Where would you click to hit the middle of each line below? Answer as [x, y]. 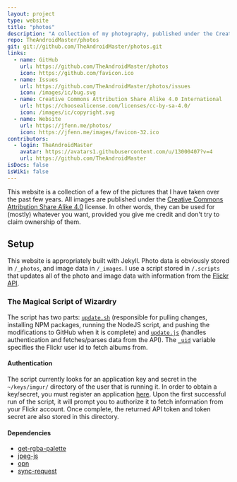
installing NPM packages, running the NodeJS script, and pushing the [109, 324]
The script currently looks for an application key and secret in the [102, 379]
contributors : [28, 139]
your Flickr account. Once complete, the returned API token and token [109, 409]
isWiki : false [28, 171]
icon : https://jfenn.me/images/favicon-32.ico [90, 132]
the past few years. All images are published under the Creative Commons [115, 199]
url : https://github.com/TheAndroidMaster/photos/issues [105, 86]
